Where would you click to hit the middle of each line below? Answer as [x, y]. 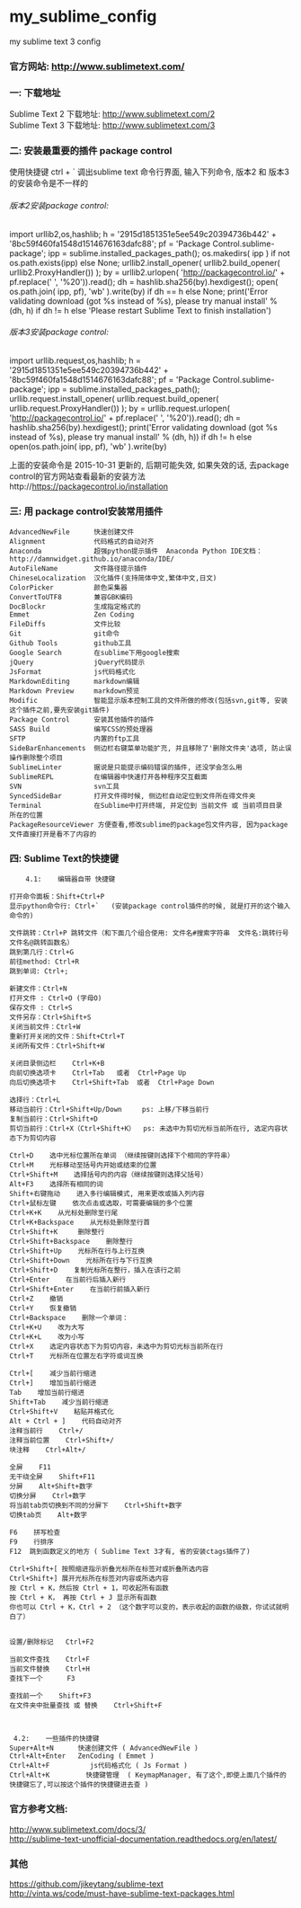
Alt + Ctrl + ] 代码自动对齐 [66, 1422]
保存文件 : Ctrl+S [41, 1008]
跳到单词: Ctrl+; [39, 972]
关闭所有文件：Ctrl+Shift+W [57, 1046]
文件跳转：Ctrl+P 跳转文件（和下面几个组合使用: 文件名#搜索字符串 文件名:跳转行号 [149, 933]
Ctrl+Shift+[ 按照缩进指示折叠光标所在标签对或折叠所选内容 [109, 1569]
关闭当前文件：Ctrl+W [45, 1027]
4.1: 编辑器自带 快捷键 [71, 879]
